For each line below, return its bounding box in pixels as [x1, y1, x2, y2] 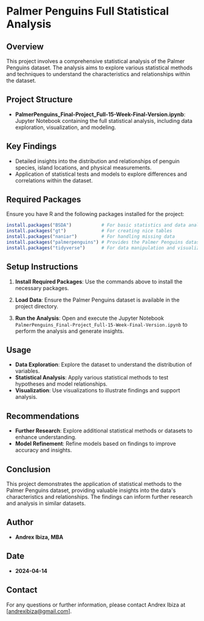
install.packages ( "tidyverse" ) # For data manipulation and [6, 245, 175, 251]
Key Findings [6, 141, 57, 151]
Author [6, 517, 33, 527]
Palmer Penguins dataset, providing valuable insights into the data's [6, 487, 176, 494]
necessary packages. [15, 284, 69, 291]
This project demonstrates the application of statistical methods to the [6, 480, 182, 488]
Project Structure [6, 94, 73, 105]
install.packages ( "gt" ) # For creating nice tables [6, 228, 172, 234]
